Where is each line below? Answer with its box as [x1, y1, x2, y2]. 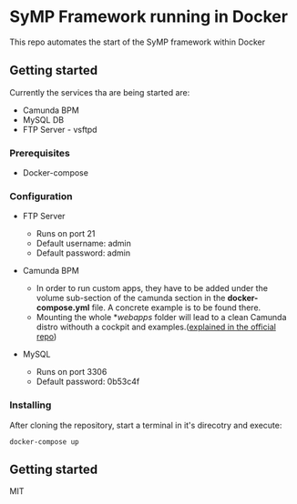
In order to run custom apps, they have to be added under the [36, 283, 269, 294]
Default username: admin [36, 238, 132, 249]
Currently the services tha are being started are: [9, 86, 190, 97]
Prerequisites [9, 146, 70, 159]
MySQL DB [22, 114, 65, 125]
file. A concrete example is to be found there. [91, 302, 261, 313]
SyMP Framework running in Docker [9, 6, 289, 27]
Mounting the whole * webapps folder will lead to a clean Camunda [36, 312, 287, 323]
